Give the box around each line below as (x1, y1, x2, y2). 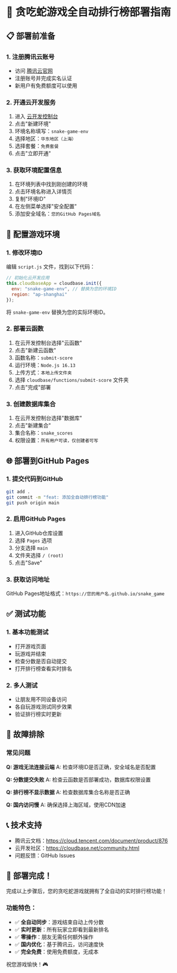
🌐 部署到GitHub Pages (6, 455, 90, 465)
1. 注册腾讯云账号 (6, 53, 55, 61)
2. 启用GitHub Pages (6, 515, 66, 523)
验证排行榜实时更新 (14, 711, 62, 718)
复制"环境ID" (14, 195, 46, 203)
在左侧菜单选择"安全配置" (14, 203, 77, 210)
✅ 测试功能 (6, 609, 46, 619)
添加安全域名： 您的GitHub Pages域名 (14, 210, 101, 217)
